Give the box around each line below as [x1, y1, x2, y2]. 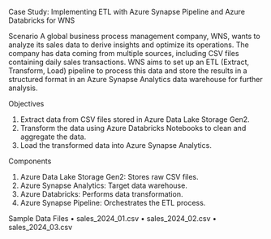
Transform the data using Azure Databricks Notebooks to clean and [19, 124, 247, 133]
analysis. [8, 83, 38, 93]
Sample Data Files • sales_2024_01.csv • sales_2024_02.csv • [8, 214, 217, 223]
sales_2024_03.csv [8, 223, 73, 232]
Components [8, 156, 52, 166]
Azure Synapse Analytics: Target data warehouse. [19, 180, 188, 190]
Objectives [8, 99, 45, 108]
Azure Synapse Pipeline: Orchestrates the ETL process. [19, 198, 206, 207]
